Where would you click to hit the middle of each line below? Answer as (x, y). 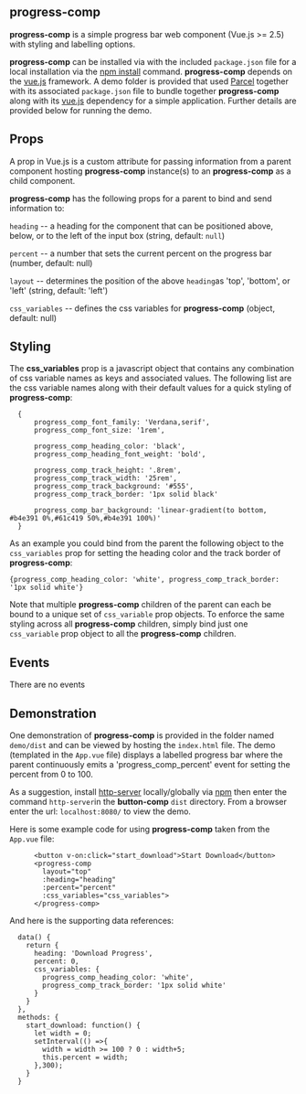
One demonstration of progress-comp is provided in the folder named (142, 735)
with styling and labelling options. (73, 44)
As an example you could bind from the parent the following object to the (147, 543)
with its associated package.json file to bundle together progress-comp (144, 91)
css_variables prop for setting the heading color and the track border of (145, 553)
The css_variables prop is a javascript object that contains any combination (152, 369)
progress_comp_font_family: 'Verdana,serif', (121, 423)
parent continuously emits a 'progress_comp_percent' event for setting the (150, 765)
